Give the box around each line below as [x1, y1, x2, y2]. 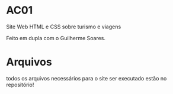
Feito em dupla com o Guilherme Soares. [6, 34, 105, 41]
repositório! [6, 81, 34, 88]
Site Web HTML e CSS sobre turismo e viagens [6, 23, 121, 30]
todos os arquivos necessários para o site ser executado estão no [6, 74, 167, 82]
